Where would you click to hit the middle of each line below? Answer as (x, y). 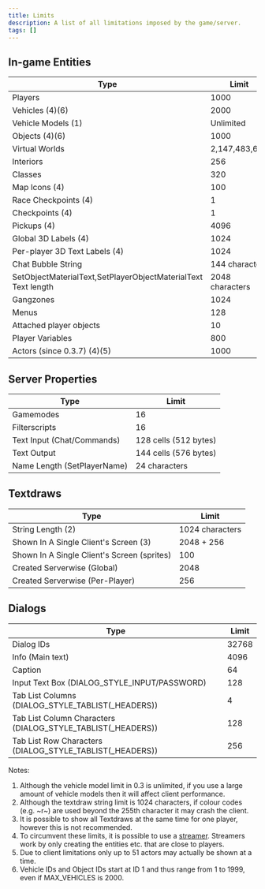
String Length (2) (44, 529)
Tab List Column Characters (64, 718)
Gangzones (34, 300)
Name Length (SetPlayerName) (70, 466)
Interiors (28, 162)
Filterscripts (34, 427)
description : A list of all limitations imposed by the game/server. (125, 23)
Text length (33, 287)
